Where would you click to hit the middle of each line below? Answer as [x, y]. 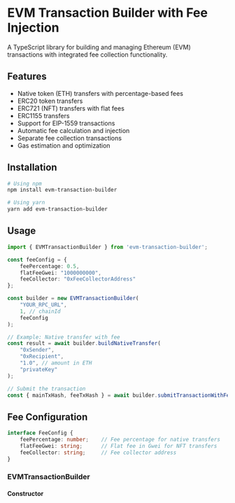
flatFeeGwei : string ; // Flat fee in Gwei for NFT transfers [119, 446]
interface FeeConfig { [40, 433]
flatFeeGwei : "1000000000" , [60, 273]
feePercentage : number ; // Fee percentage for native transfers [120, 440]
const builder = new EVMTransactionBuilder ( [73, 299]
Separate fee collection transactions [70, 138]
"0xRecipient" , [42, 357]
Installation [32, 168]
